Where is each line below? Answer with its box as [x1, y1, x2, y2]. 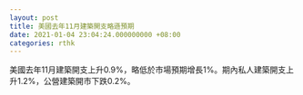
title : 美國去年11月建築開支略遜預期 [9, 22, 135, 31]
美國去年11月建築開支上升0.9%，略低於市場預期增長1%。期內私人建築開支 [9, 64, 287, 75]
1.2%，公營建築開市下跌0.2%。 [16, 76, 136, 87]
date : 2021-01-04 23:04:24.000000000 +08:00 [9, 30, 181, 39]
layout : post [9, 13, 59, 23]
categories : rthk [9, 38, 76, 48]
